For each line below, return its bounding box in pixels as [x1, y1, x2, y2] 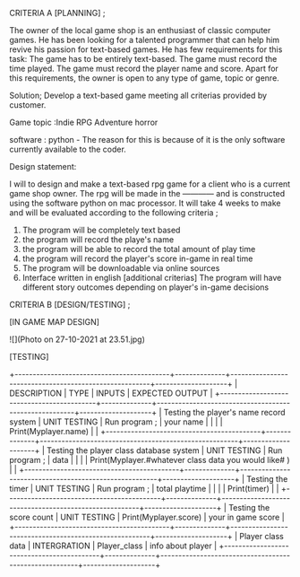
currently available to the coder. [9, 144, 127, 154]
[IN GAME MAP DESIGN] [9, 317, 100, 327]
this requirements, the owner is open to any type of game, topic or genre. [9, 73, 279, 83]
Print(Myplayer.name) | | [9, 426, 99, 436]
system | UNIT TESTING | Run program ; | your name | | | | [9, 416, 224, 427]
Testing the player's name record [163, 407, 286, 417]
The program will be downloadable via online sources [21, 263, 220, 273]
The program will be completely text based [21, 224, 181, 235]
